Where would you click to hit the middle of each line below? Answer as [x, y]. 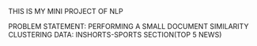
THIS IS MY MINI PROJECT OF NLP [66, 11]
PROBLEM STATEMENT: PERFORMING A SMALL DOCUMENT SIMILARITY [128, 26]
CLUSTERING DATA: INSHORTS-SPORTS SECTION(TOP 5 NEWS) [115, 35]
